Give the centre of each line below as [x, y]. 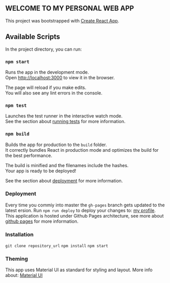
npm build [17, 134]
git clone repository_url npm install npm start [57, 246]
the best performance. [29, 155]
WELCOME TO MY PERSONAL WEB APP [70, 8]
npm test [16, 105]
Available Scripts [33, 37]
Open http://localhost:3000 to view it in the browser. [60, 77]
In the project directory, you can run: [44, 49]
